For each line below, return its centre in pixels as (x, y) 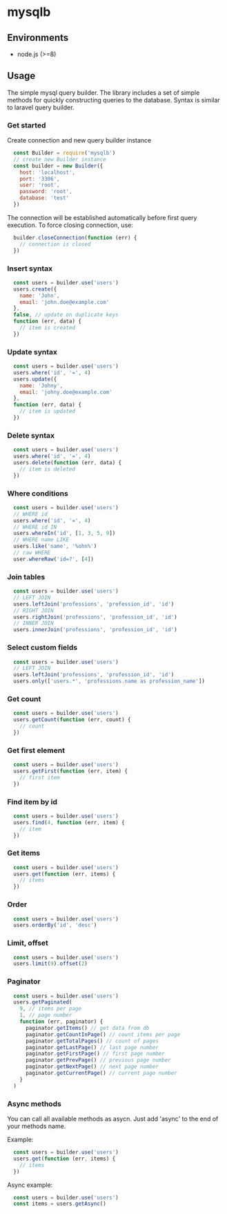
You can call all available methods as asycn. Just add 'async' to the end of (113, 1119)
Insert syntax (30, 269)
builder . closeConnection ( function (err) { (75, 237)
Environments (38, 38)
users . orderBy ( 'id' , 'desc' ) (55, 925)
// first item (40, 777)
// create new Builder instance (60, 159)
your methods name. (37, 1126)
